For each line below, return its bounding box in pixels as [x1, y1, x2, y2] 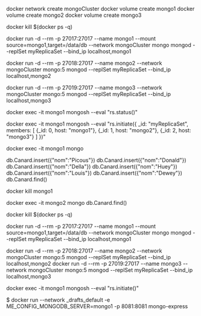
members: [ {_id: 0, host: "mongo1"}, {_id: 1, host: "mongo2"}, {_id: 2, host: [6, 127, 191, 134]
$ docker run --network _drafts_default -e [6, 296, 110, 303]
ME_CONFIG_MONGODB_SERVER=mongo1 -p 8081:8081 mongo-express [6, 303, 188, 310]
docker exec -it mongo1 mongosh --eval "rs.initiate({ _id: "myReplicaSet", [6, 120, 189, 127]
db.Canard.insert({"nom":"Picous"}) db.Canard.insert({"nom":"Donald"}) [6, 156, 187, 164]
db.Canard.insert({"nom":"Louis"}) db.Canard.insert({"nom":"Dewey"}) [6, 169, 183, 176]
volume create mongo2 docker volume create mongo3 [6, 11, 142, 19]
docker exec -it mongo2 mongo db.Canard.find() [6, 199, 127, 206]
